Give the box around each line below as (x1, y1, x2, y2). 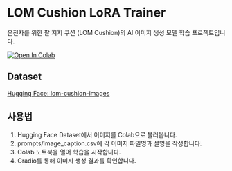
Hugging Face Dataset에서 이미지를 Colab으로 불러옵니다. (17, 130, 178, 139)
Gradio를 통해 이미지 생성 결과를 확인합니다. (17, 157, 136, 165)
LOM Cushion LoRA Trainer (7, 5, 166, 21)
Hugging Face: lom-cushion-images (7, 89, 110, 97)
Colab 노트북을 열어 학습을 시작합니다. (17, 148, 121, 156)
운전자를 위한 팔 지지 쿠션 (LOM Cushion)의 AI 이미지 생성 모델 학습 (7, 28, 190, 37)
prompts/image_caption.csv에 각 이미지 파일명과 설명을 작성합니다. (17, 139, 202, 148)
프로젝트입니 (191, 28, 226, 37)
